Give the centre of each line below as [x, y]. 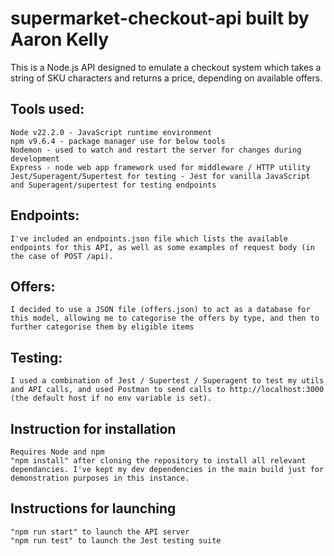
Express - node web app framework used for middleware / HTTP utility [160, 167]
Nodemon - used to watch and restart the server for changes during [156, 150]
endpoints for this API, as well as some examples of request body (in [162, 247]
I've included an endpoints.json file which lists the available [149, 238]
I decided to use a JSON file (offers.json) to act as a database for [160, 310]
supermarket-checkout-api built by [160, 18]
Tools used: [47, 109]
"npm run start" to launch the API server [100, 532]
